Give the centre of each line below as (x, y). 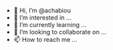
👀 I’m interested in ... (42, 18)
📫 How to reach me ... (45, 40)
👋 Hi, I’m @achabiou (42, 10)
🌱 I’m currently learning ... (50, 25)
